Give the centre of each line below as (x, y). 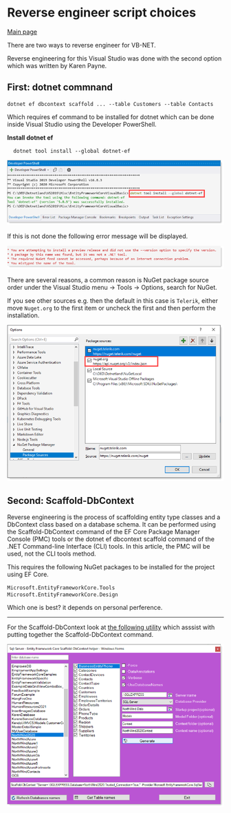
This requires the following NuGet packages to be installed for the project (111, 567)
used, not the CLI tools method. (52, 554)
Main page (22, 32)
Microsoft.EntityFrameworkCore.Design (63, 595)
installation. (23, 315)
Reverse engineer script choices (102, 13)
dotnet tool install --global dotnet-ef (72, 151)
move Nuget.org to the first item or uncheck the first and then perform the (112, 308)
